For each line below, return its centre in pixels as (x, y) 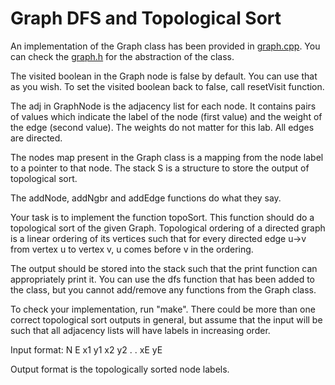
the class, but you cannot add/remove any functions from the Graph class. (163, 289)
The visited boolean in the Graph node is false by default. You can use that (164, 76)
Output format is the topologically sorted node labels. (120, 369)
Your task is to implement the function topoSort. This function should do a (162, 217)
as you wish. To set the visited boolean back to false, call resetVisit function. (167, 86)
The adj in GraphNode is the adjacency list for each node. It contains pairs (163, 106)
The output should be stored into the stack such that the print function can (164, 268)
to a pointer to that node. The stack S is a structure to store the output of (160, 168)
